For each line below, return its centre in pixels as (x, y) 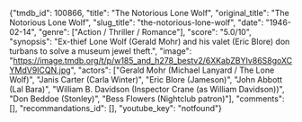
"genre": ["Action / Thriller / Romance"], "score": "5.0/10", (145, 32)
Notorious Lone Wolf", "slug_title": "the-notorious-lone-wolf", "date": (137, 22)
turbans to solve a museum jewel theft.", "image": (101, 51)
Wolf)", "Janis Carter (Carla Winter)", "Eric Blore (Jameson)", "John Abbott (146, 79)
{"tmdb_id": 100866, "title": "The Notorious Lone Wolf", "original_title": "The (149, 13)
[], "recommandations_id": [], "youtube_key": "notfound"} (115, 108)
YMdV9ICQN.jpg (40, 70)
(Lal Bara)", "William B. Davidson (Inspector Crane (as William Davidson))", (147, 89)
